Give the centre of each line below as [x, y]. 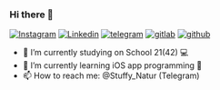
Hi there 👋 [32, 15]
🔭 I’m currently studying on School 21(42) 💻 [105, 53]
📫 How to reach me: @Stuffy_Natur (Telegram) [111, 75]
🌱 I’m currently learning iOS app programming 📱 [112, 65]
